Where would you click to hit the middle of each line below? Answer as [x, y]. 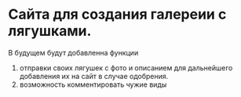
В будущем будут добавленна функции [73, 52]
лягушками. [50, 31]
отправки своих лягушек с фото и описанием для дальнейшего [126, 67]
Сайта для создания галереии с [117, 14]
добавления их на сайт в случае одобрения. [94, 76]
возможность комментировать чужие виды [93, 84]
